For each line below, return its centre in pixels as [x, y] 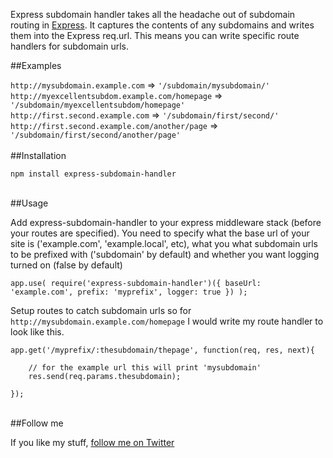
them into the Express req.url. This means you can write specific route [155, 35]
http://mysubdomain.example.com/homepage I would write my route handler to [167, 321]
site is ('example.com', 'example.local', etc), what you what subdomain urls [164, 243]
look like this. [37, 332]
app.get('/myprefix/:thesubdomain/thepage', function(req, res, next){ [162, 350]
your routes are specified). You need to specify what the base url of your [160, 233]
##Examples [36, 65]
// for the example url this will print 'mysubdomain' [145, 368]
